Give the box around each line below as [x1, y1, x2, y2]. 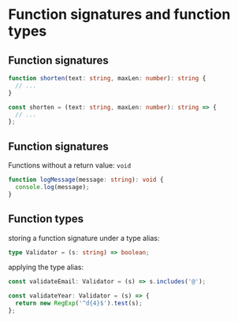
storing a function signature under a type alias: [8, 233, 160, 242]
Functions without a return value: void [8, 161, 132, 170]
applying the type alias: [8, 262, 84, 272]
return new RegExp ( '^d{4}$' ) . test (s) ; [15, 299, 143, 308]
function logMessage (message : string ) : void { [8, 176, 164, 184]
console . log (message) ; [15, 183, 90, 191]
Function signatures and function [8, 6, 231, 24]
